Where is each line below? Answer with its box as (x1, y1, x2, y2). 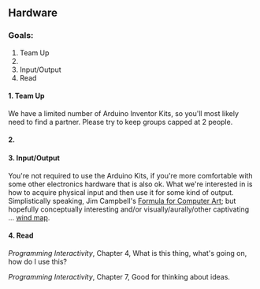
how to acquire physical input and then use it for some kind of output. (8, 187, 234, 197)
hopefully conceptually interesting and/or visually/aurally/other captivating (8, 205, 250, 214)
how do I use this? (8, 257, 67, 266)
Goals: (8, 30, 34, 41)
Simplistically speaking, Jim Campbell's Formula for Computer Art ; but (8, 196, 236, 205)
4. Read (8, 231, 34, 240)
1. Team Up (8, 91, 45, 101)
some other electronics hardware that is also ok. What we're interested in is (8, 179, 253, 189)
